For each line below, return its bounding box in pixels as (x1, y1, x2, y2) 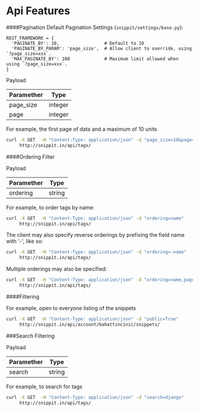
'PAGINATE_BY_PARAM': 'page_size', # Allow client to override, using (11, 46, 192, 51)
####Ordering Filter (6, 153, 55, 160)
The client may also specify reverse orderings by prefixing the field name (6, 231, 185, 239)
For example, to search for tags (6, 383, 83, 390)
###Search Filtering (6, 332, 55, 339)
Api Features (6, 4, 70, 18)
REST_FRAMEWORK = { (6, 35, 54, 41)
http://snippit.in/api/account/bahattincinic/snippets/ (19, 321, 161, 327)
